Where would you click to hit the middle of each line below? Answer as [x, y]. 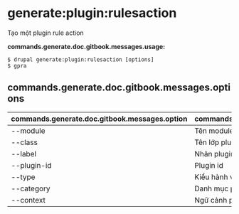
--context [28, 200]
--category [31, 188]
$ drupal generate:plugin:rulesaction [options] [81, 59]
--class [24, 142]
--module [28, 131]
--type [23, 177]
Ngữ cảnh [211, 200]
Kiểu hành [211, 177]
